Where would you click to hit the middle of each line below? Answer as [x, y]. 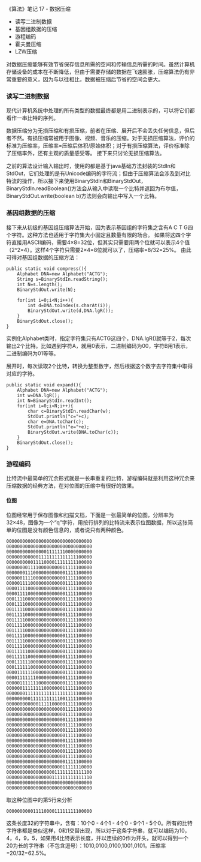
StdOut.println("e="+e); [59, 427]
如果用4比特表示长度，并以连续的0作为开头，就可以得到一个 [114, 838]
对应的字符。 [22, 373]
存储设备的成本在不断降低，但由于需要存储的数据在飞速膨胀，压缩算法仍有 [98, 72]
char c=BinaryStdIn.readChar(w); [69, 411]
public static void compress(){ [46, 269]
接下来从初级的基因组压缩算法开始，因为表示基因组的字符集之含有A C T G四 [100, 227]
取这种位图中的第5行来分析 [39, 800]
